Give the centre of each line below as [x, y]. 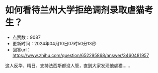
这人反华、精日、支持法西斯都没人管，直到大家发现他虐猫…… [68, 66]
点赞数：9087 [26, 37]
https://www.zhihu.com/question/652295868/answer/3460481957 [80, 55]
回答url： [22, 50]
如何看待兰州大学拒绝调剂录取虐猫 [75, 10]
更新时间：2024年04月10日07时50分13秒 [54, 43]
